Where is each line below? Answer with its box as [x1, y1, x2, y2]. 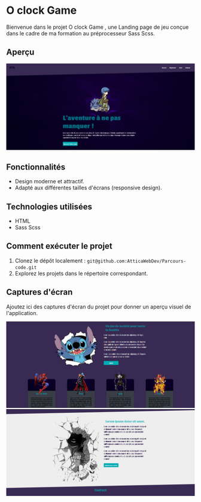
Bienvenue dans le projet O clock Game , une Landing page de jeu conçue [6, 23, 189, 31]
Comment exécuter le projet [6, 241, 112, 252]
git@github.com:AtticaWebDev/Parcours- [86, 258, 187, 264]
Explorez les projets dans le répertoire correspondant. [14, 270, 148, 277]
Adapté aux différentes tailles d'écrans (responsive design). [14, 184, 163, 192]
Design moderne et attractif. [14, 178, 85, 185]
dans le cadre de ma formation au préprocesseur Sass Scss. [6, 29, 156, 37]
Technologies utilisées [6, 201, 93, 211]
